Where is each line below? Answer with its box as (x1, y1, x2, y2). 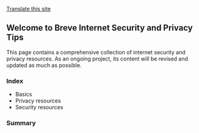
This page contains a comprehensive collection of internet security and (6, 48, 186, 56)
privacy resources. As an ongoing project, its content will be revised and (6, 55, 188, 62)
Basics (15, 91, 32, 98)
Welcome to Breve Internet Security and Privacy (6, 23, 194, 33)
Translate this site (6, 5, 51, 12)
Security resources (15, 104, 63, 111)
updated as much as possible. (6, 61, 82, 69)
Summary (6, 119, 37, 128)
